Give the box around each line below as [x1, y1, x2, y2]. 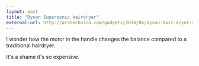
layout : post [6, 8, 38, 15]
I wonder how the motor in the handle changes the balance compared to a [6, 36, 187, 43]
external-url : [6, 19, 41, 25]
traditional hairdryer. [6, 42, 56, 49]
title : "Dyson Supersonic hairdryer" [6, 14, 99, 20]
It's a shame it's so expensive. [6, 54, 80, 61]
